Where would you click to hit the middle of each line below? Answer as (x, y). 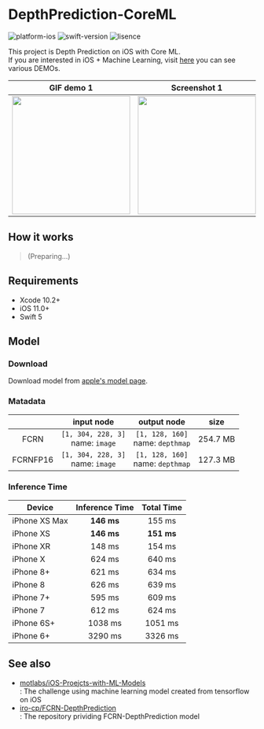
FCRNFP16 (33, 460)
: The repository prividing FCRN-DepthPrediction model (110, 716)
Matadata (27, 402)
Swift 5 (31, 316)
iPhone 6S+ (34, 623)
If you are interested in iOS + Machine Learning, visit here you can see (122, 60)
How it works (41, 237)
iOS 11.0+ (34, 308)
